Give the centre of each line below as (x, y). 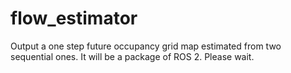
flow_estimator (74, 18)
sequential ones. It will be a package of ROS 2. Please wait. (132, 56)
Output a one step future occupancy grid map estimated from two (146, 46)
